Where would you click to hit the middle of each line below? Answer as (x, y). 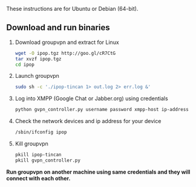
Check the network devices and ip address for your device (88, 121)
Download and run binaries (58, 27)
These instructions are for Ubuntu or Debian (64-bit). (72, 9)
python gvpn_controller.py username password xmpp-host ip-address (102, 110)
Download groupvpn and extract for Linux (67, 42)
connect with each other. (38, 178)
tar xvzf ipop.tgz (38, 59)
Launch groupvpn (37, 76)
